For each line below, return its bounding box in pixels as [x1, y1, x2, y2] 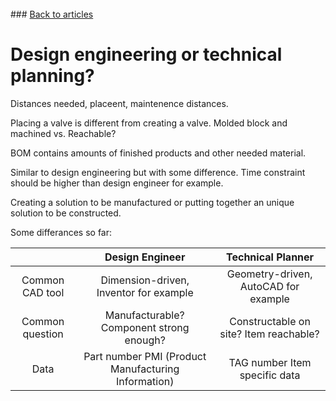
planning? [10, 65, 95, 87]
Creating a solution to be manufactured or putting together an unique [10, 196, 295, 208]
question [22, 327, 64, 341]
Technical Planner [226, 250, 315, 264]
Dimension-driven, [100, 273, 190, 287]
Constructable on [229, 314, 311, 328]
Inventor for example [96, 285, 194, 299]
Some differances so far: [10, 226, 113, 238]
